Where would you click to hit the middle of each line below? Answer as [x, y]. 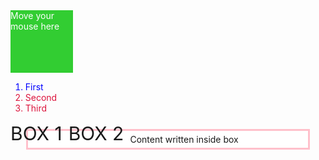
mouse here [35, 26]
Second [41, 97]
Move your [32, 15]
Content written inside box [184, 139]
